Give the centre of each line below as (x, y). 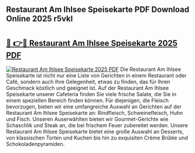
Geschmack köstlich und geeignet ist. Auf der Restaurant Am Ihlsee (88, 88)
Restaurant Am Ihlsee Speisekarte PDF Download (98, 10)
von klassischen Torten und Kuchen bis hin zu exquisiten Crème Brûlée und (97, 138)
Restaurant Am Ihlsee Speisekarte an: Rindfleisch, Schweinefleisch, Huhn (95, 113)
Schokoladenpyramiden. (35, 144)
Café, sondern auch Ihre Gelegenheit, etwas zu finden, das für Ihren (88, 82)
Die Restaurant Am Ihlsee (150, 69)
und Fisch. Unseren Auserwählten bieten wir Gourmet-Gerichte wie (87, 119)
